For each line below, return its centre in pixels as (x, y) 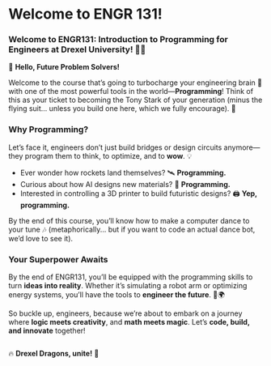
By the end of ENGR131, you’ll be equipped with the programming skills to (131, 277)
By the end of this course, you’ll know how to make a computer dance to (129, 220)
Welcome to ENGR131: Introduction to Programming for (118, 40)
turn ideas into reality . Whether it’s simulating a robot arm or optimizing (128, 286)
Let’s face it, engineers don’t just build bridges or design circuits (115, 147)
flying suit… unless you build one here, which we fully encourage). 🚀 (122, 109)
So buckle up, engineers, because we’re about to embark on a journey (125, 313)
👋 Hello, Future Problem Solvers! (64, 67)
